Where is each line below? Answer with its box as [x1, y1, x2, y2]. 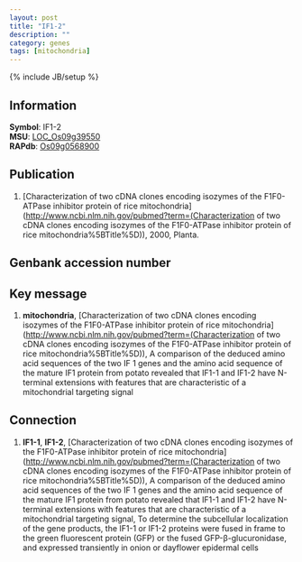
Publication [9, 167, 75, 182]
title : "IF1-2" [9, 22, 67, 31]
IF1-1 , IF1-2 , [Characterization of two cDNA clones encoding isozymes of [22, 437, 294, 447]
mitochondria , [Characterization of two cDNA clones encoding [22, 309, 257, 320]
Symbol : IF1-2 [9, 121, 61, 132]
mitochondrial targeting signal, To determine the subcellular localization [22, 513, 288, 524]
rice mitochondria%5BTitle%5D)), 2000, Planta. [22, 229, 200, 240]
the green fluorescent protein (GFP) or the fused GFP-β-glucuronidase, [22, 532, 287, 543]
